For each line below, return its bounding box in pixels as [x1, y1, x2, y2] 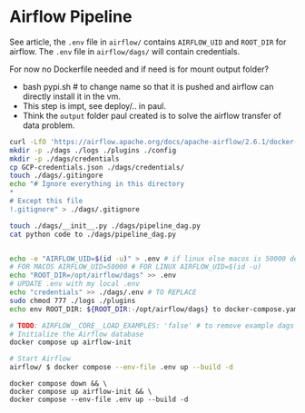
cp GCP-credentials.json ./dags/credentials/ [9, 162, 184, 172]
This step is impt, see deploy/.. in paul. [22, 100, 166, 111]
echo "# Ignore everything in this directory [9, 180, 184, 189]
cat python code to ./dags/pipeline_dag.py [9, 230, 177, 239]
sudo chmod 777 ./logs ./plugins [9, 296, 136, 305]
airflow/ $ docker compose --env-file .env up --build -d [9, 363, 233, 372]
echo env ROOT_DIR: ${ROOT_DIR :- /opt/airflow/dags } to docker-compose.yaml [9, 304, 302, 314]
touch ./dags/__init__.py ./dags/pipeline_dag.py [9, 221, 202, 231]
